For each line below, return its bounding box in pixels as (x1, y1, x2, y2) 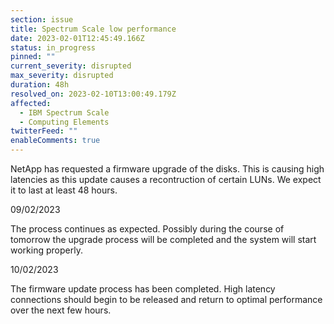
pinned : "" (10, 52, 56, 62)
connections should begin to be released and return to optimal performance (10, 294, 323, 305)
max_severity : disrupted (10, 71, 114, 81)
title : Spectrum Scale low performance (10, 24, 177, 34)
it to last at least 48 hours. (10, 184, 118, 196)
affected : (10, 98, 52, 108)
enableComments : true (10, 136, 101, 146)
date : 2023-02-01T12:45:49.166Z (10, 33, 145, 43)
